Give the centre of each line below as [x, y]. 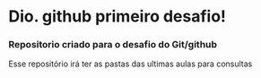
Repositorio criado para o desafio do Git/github [113, 45]
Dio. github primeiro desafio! [117, 17]
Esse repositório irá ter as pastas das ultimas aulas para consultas [130, 64]
